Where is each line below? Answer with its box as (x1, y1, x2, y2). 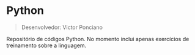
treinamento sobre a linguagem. (6, 42, 87, 49)
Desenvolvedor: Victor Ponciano (21, 24, 103, 31)
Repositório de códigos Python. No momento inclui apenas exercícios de (6, 35, 189, 42)
